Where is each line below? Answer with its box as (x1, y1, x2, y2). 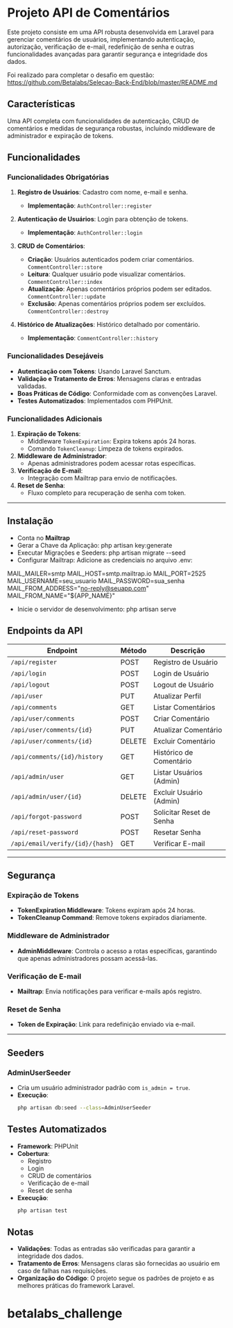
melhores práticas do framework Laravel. (17, 1281, 135, 1290)
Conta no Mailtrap (17, 533, 71, 542)
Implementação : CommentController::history (27, 334, 158, 342)
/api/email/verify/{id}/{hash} (10, 839, 114, 848)
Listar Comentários (153, 703, 216, 712)
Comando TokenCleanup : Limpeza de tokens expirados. (27, 444, 184, 453)
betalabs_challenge (7, 1306, 123, 1322)
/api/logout (10, 680, 51, 689)
